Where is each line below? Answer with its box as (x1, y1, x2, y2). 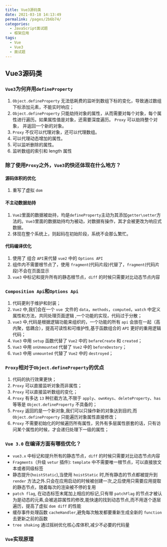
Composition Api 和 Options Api (5, 288, 79, 295)
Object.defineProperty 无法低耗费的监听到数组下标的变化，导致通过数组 (12, 98, 162, 104)
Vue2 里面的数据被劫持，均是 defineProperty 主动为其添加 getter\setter (12, 212, 156, 218)
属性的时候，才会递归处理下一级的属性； (25, 427, 109, 433)
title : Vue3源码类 (5, 7, 41, 13)
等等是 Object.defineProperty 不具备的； (12, 401, 97, 407)
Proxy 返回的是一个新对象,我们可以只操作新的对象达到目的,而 (12, 407, 137, 414)
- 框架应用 (9, 31, 29, 36)
